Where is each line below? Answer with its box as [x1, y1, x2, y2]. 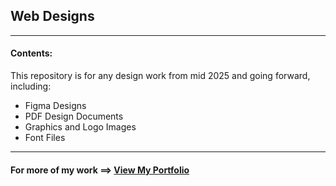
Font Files [24, 132, 66, 144]
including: [10, 80, 52, 93]
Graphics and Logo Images [24, 121, 137, 133]
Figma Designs [24, 100, 87, 112]
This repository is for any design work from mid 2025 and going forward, [10, 70, 311, 82]
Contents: [10, 47, 53, 59]
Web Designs [10, 8, 95, 25]
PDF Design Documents [24, 110, 124, 123]
